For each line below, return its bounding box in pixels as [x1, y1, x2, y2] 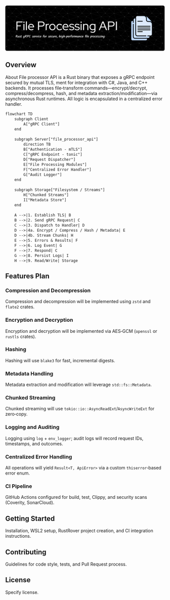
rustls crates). [5, 333, 36, 339]
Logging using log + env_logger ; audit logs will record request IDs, [5, 435, 144, 441]
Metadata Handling [5, 370, 54, 377]
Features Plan [5, 272, 50, 280]
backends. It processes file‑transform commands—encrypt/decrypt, [5, 84, 148, 91]
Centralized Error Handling [5, 453, 72, 460]
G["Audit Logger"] [23, 172, 62, 177]
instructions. [5, 533, 31, 539]
